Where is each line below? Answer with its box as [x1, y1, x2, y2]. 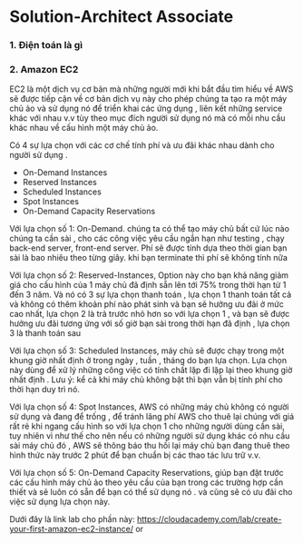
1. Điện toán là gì [9, 39, 83, 52]
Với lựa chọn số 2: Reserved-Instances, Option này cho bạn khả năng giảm [9, 270, 288, 281]
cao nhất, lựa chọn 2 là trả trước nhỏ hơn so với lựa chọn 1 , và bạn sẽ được [9, 309, 290, 320]
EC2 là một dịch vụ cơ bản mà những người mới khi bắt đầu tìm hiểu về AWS [9, 84, 294, 94]
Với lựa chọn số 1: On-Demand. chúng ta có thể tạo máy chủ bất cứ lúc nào [9, 223, 290, 234]
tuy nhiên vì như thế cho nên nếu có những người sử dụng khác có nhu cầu [9, 430, 290, 441]
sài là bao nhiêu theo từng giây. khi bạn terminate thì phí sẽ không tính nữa [9, 252, 288, 263]
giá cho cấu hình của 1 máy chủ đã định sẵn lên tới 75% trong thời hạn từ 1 [9, 280, 287, 291]
